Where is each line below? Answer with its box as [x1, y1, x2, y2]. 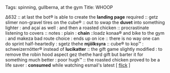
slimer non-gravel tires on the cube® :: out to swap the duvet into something [5, 20, 165, 25]
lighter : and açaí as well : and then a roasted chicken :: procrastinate [5, 25, 149, 31]
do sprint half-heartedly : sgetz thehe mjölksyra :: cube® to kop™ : [5, 41, 144, 47]
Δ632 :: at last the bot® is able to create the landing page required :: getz [5, 14, 158, 20]
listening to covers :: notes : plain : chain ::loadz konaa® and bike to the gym [5, 30, 165, 36]
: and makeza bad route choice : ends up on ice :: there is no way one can [5, 35, 160, 41]
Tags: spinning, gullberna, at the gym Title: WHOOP [5, 5, 113, 10]
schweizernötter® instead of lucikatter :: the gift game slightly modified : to [5, 46, 162, 52]
